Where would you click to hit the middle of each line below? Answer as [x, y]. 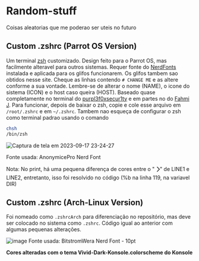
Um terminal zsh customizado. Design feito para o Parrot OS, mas [87, 60]
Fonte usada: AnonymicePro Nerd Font [53, 157]
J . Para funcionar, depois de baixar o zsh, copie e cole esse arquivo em [94, 105]
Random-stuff [42, 11]
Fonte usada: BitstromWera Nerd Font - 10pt [82, 241]
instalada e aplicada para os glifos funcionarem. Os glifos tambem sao [92, 73]
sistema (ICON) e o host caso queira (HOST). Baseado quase [81, 92]
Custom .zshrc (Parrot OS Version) [72, 46]
